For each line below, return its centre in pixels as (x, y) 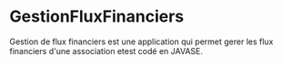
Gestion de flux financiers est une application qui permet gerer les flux (141, 41)
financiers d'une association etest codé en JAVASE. (106, 50)
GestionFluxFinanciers (97, 17)
